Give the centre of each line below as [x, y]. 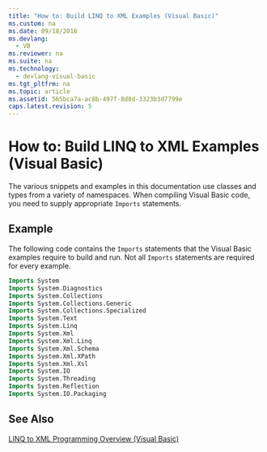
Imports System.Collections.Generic [70, 303]
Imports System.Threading [52, 379]
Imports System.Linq [43, 326]
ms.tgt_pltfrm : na [39, 84]
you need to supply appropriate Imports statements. [95, 204]
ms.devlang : [28, 39]
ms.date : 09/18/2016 [43, 31]
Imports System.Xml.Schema [54, 349]
